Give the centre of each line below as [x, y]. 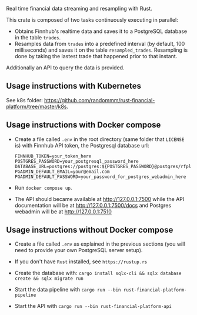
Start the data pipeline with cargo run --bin [68, 290]
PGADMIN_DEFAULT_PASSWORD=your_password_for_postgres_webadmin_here [100, 177]
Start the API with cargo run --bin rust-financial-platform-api [93, 306]
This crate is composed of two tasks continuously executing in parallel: [92, 20]
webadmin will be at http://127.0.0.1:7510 [63, 212]
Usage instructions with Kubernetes [74, 86]
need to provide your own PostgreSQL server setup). [79, 250]
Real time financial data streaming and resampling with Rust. [79, 9]
